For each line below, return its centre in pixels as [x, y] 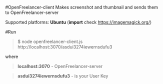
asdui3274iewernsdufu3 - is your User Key [63, 76]
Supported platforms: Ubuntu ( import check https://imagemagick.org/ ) [78, 22]
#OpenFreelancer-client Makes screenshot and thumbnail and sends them [82, 7]
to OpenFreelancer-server [32, 12]
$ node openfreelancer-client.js [50, 41]
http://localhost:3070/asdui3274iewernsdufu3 [65, 47]
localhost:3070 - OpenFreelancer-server [60, 66]
